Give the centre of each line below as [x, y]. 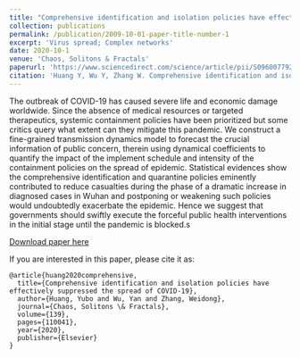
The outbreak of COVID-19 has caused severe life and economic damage [144, 101]
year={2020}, [42, 330]
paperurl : [28, 68]
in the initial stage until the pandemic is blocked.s [100, 224]
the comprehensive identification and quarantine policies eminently [133, 177]
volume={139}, [43, 314]
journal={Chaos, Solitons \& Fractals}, [93, 306]
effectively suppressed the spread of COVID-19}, [104, 291]
